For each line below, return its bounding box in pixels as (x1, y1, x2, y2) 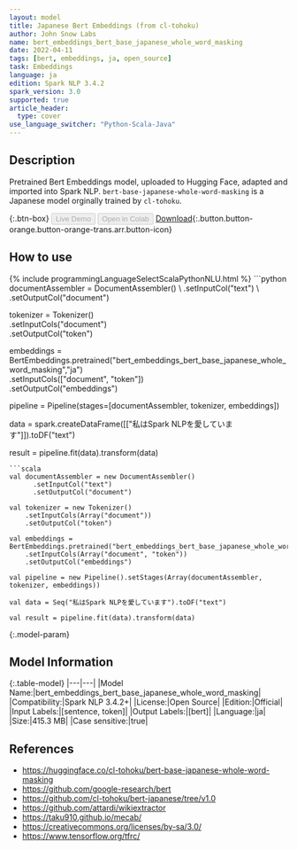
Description (9, 152, 75, 168)
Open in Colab (101, 214, 149, 223)
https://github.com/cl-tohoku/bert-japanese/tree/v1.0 (21, 793, 217, 804)
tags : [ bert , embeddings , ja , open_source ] (9, 54, 172, 63)
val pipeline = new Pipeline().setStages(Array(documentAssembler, (9, 573, 263, 581)
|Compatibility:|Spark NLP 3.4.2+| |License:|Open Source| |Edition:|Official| (9, 697, 283, 707)
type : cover (17, 112, 62, 121)
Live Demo (56, 214, 91, 223)
